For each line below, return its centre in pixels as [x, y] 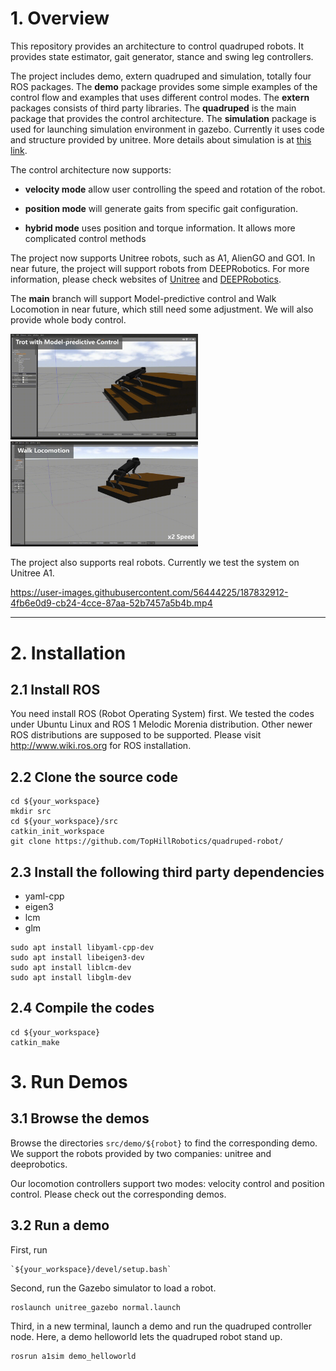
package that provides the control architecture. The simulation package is [163, 118]
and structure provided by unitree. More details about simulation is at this [161, 139]
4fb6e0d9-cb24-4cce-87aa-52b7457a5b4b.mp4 [111, 603]
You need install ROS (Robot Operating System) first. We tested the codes [162, 714]
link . [19, 150]
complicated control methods [85, 238]
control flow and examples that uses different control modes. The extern [160, 97]
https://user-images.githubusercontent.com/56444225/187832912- [149, 593]
